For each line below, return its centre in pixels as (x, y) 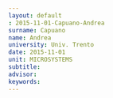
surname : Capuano (37, 30)
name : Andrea (30, 38)
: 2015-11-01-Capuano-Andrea (56, 23)
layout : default (35, 15)
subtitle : (25, 67)
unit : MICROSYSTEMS (41, 60)
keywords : (25, 81)
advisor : (23, 74)
